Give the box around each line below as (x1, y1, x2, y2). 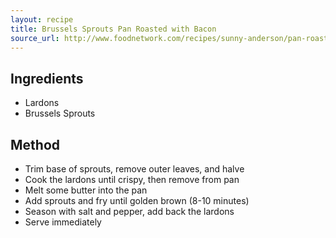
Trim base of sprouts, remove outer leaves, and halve (24, 163, 245, 175)
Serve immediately (24, 216, 102, 228)
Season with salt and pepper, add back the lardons (24, 206, 235, 217)
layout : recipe (10, 14, 74, 25)
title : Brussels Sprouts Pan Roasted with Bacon (10, 24, 217, 34)
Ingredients (10, 70, 84, 87)
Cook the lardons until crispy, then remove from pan (24, 174, 240, 185)
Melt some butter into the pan (24, 184, 148, 196)
